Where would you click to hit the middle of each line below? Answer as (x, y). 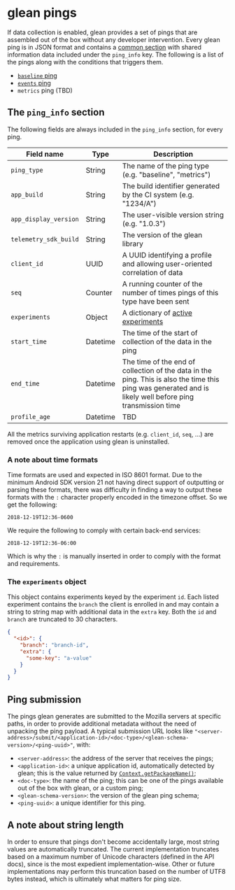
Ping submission (44, 699)
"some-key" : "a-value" (59, 658)
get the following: (33, 504)
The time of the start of (160, 332)
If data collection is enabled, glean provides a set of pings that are (102, 32)
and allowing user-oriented (167, 264)
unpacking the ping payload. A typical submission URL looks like (100, 731)
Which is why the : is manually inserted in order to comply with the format (114, 556)
